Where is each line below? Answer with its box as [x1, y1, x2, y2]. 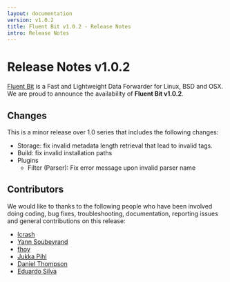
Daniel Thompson [17, 259, 68, 267]
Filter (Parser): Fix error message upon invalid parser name [27, 164, 196, 172]
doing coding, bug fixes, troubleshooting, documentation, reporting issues [7, 209, 219, 218]
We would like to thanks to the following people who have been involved [7, 202, 213, 210]
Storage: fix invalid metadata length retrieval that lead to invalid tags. [17, 141, 213, 150]
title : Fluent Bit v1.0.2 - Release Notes [7, 23, 131, 30]
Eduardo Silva [17, 267, 57, 275]
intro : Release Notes [7, 29, 70, 37]
